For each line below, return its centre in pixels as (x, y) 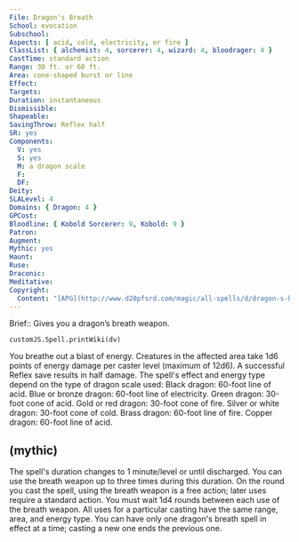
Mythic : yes (31, 249)
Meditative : (31, 282)
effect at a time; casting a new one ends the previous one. (116, 529)
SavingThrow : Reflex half (57, 125)
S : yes (29, 158)
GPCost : (24, 215)
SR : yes (24, 133)
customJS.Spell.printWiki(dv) (65, 340)
